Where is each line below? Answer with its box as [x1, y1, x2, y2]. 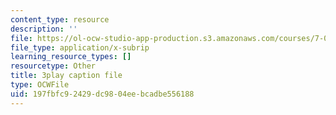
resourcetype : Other [10, 61, 97, 71]
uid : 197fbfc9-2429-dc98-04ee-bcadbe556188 [10, 89, 195, 99]
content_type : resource [10, 14, 110, 25]
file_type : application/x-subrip [10, 42, 150, 53]
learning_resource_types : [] [10, 52, 132, 62]
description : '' [10, 24, 78, 34]
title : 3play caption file [10, 71, 123, 81]
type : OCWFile [10, 80, 70, 90]
